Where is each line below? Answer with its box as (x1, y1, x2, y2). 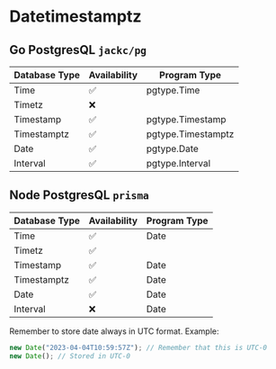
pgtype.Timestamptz (146, 128, 235, 140)
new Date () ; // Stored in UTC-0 (9, 351, 130, 361)
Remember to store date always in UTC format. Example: (9, 326, 219, 337)
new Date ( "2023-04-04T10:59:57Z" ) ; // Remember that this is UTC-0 (9, 343, 268, 352)
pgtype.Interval (146, 157, 211, 169)
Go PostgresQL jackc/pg (9, 42, 147, 58)
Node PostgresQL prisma (9, 187, 150, 203)
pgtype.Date (146, 142, 200, 155)
